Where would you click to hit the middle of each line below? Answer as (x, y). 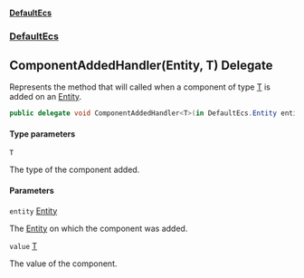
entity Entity (33, 211)
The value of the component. (63, 264)
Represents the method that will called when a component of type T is (140, 87)
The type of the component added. (75, 170)
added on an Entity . (46, 97)
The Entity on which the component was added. (99, 228)
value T (24, 245)
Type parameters (43, 134)
